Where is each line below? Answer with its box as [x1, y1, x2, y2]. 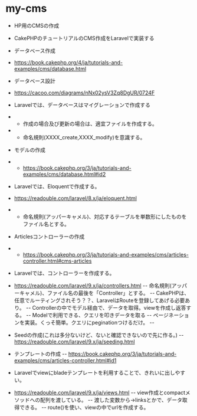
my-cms [5, 2, 47, 15]
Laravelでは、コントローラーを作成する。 [14, 269, 115, 276]
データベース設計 [14, 77, 56, 84]
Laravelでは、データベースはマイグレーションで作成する [14, 101, 151, 108]
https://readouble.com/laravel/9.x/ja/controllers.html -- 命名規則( [14, 282, 172, 289]
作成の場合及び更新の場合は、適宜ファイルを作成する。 [22, 120, 157, 127]
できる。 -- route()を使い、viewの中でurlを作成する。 [19, 404, 149, 411]
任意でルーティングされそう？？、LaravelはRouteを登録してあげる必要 [14, 297, 185, 304]
